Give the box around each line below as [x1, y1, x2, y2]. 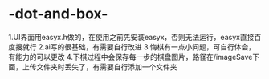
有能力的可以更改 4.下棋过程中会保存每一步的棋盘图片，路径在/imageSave [8, 52, 253, 61]
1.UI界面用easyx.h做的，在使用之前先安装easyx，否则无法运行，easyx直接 [8, 32, 255, 41]
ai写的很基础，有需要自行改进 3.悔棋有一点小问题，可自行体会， [44, 41, 256, 52]
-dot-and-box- [8, 5, 108, 23]
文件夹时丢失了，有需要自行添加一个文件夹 [35, 61, 177, 72]
